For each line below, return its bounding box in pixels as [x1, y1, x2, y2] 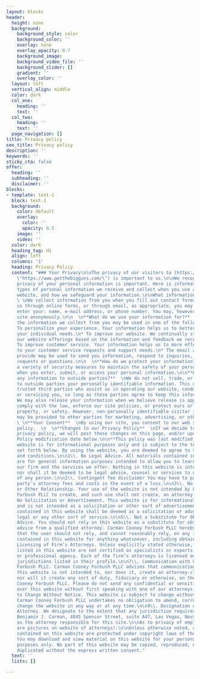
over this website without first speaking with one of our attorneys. [17, 586, 196, 592]
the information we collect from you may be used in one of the [17, 319, 180, 325]
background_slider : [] [17, 64, 73, 70]
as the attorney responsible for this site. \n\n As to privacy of [17, 619, 183, 626]
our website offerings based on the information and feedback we [17, 336, 183, 342]
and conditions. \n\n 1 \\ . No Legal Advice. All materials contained [17, 453, 187, 459]
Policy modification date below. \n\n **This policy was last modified [17, 437, 193, 443]
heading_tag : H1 [11, 247, 52, 254]
